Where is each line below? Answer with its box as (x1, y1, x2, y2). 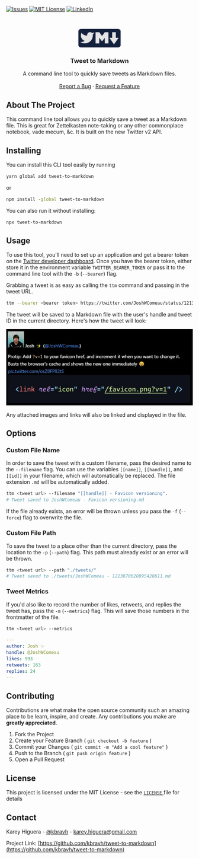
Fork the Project (14, 731, 54, 738)
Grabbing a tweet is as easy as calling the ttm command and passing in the (6, 282, 190, 289)
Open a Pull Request (14, 756, 65, 763)
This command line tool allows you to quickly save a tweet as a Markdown (6, 116, 187, 123)
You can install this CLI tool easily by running (6, 161, 115, 168)
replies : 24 (6, 668, 36, 674)
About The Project (6, 100, 75, 110)
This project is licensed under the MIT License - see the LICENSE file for (6, 789, 179, 796)
